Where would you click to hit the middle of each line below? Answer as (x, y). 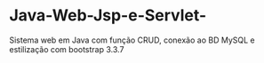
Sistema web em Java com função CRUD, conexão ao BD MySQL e (132, 40)
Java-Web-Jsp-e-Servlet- (108, 16)
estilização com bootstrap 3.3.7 (67, 49)
